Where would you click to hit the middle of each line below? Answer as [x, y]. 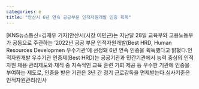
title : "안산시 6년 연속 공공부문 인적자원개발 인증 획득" [69, 17]
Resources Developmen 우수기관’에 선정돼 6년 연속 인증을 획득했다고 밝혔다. [97, 50]
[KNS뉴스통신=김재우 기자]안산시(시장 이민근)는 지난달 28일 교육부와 [87, 35]
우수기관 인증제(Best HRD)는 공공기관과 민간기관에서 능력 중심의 [107, 57]
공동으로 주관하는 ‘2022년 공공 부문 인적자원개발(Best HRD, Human [92, 42]
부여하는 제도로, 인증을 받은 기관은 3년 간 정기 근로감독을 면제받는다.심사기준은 [98, 72]
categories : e [24, 12]
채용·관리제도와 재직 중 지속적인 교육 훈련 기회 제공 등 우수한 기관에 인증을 [103, 65]
